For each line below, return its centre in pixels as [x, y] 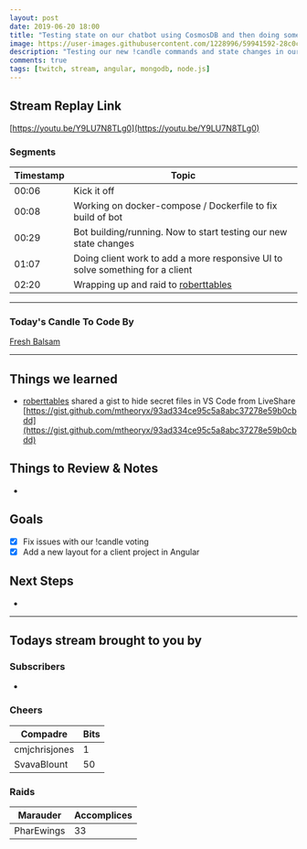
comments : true [38, 60]
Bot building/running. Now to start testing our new [180, 231]
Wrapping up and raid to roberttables [153, 285]
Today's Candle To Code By [72, 321]
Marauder [40, 815]
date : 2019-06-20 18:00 [55, 27]
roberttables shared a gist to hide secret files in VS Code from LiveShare [159, 401]
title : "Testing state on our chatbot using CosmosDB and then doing [145, 35]
